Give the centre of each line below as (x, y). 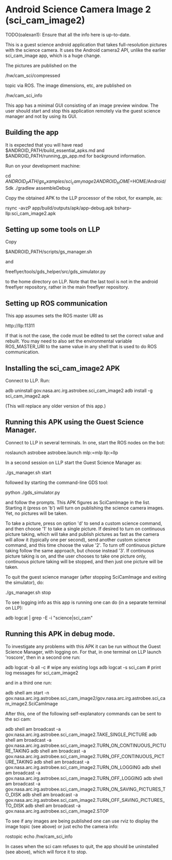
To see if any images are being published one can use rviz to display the (82, 821)
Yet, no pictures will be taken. (36, 513)
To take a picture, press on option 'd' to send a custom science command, (84, 523)
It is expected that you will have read (44, 145)
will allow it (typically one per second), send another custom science (78, 540)
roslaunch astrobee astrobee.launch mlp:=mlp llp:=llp (62, 452)
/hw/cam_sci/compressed (33, 75)
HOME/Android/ (149, 181)
